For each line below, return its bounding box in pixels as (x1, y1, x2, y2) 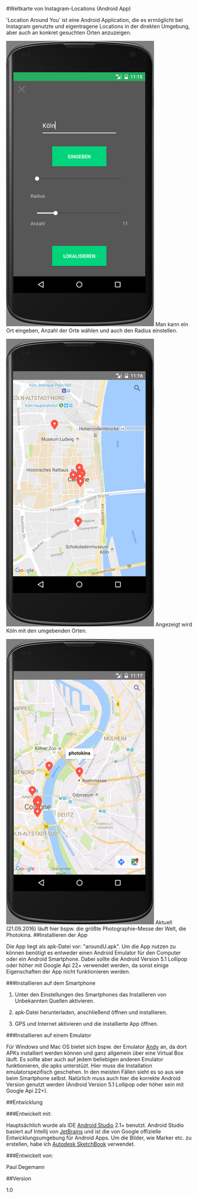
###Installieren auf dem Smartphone (6, 979, 96, 987)
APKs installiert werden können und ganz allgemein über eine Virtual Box (6, 1049, 184, 1056)
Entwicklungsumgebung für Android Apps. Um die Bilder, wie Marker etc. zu (6, 1134, 192, 1141)
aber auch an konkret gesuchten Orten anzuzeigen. (6, 29, 132, 36)
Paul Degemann (6, 1164, 46, 1170)
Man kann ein (155, 321, 189, 327)
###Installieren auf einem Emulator (6, 1032, 92, 1039)
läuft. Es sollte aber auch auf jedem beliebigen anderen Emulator (6, 1056, 164, 1062)
